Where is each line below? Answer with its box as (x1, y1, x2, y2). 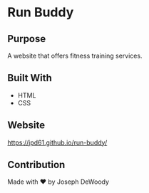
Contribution (7, 159, 66, 171)
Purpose (7, 33, 46, 45)
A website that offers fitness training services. (7, 51, 143, 60)
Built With (7, 72, 52, 84)
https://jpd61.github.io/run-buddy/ (7, 138, 108, 147)
